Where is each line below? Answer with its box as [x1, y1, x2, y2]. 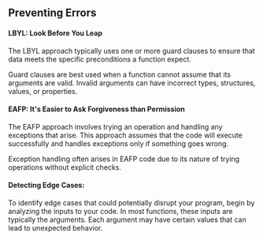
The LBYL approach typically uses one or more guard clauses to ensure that [8, 46, 256, 55]
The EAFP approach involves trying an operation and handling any [8, 122, 223, 131]
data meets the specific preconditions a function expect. [8, 54, 191, 64]
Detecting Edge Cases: [8, 181, 85, 190]
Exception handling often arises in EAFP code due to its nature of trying [8, 154, 240, 163]
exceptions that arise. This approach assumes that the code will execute [8, 130, 243, 140]
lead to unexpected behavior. [8, 223, 103, 232]
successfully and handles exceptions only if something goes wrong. [8, 138, 229, 148]
